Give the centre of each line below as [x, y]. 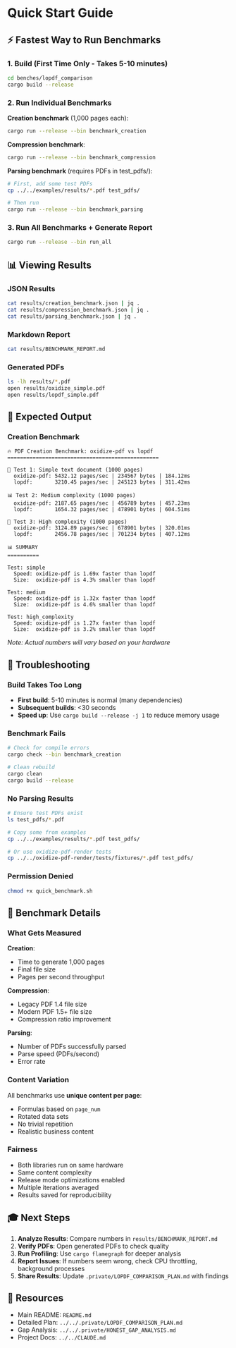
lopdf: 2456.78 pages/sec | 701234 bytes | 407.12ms [102, 534]
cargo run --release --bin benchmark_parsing [75, 209]
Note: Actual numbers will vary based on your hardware [89, 642]
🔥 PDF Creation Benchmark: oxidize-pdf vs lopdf [80, 452]
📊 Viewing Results [49, 265]
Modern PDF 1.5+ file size [55, 1012]
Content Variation [38, 1080]
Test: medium [26, 593]
